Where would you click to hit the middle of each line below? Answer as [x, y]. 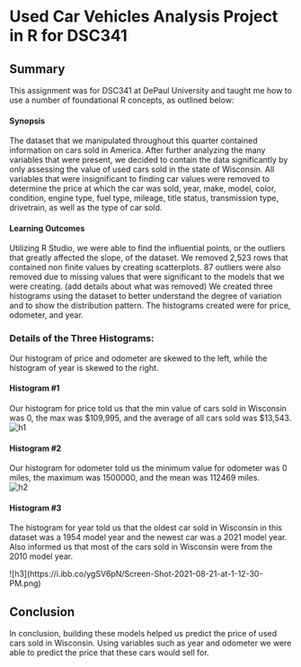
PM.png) [26, 583]
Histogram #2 [35, 448]
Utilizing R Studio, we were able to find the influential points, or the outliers [147, 248]
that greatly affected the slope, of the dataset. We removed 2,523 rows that [149, 257]
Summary [37, 69]
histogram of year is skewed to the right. [84, 367]
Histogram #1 [35, 388]
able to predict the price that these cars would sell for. [109, 653]
